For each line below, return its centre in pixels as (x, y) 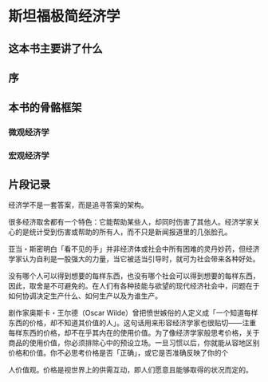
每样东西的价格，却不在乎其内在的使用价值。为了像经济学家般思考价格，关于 (134, 333)
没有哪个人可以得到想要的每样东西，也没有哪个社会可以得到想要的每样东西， (134, 276)
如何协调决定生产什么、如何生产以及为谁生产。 (85, 296)
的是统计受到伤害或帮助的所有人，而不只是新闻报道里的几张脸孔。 (123, 232)
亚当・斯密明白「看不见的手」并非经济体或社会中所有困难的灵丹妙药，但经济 (134, 249)
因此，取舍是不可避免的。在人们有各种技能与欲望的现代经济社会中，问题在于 (134, 286)
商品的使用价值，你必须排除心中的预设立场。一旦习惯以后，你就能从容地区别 (134, 343)
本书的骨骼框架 (45, 107)
